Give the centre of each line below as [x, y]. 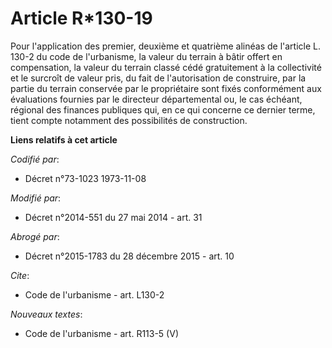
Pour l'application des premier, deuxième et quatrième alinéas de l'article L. [165, 46]
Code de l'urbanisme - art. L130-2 [94, 294]
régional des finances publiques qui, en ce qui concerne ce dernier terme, [163, 109]
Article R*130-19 [81, 18]
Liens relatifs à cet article [64, 139]
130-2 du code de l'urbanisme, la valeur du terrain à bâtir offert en [146, 56]
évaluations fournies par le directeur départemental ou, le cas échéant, [156, 99]
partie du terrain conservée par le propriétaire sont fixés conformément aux [166, 88]
